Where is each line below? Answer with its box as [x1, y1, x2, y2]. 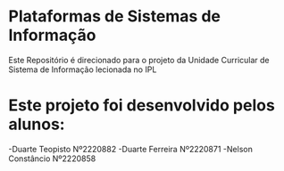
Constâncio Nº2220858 [8, 153, 96, 164]
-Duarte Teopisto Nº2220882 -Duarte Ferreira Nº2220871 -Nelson [8, 143, 254, 154]
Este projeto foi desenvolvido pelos [8, 95, 276, 116]
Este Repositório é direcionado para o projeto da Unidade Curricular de [8, 54, 270, 65]
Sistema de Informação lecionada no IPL [8, 64, 157, 75]
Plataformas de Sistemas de [8, 6, 221, 27]
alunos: [8, 114, 65, 134]
